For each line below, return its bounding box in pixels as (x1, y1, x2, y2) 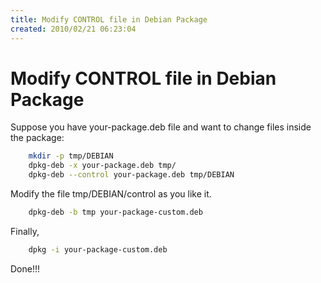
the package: (10, 132, 65, 144)
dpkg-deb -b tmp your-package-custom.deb (28, 207, 203, 218)
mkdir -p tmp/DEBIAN (28, 151, 114, 161)
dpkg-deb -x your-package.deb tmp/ (28, 161, 177, 171)
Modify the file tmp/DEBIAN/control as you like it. (10, 188, 212, 200)
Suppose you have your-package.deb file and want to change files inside (10, 121, 312, 133)
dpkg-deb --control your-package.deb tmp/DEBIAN (28, 170, 235, 180)
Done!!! (10, 262, 41, 275)
